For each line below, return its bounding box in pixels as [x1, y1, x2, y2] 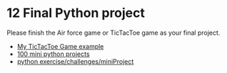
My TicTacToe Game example [16, 42, 104, 50]
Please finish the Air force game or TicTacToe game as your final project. [6, 28, 221, 37]
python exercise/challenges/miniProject [16, 57, 134, 65]
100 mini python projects [16, 50, 90, 58]
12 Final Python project [6, 5, 146, 21]
